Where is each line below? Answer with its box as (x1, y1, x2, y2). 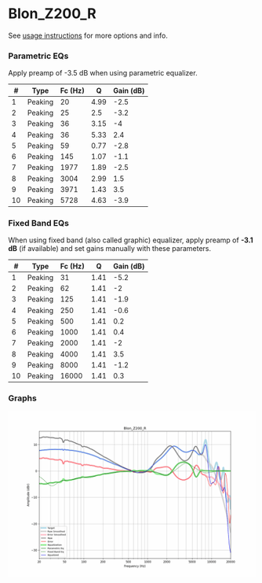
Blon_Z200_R (8, 5, 96, 23)
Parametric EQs (8, 50, 69, 61)
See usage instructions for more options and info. (8, 31, 169, 40)
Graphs (8, 393, 37, 404)
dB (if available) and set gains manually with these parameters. (8, 244, 212, 253)
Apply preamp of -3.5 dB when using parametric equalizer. (8, 68, 198, 78)
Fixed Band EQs (8, 217, 69, 228)
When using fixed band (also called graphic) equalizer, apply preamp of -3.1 (8, 235, 253, 245)
